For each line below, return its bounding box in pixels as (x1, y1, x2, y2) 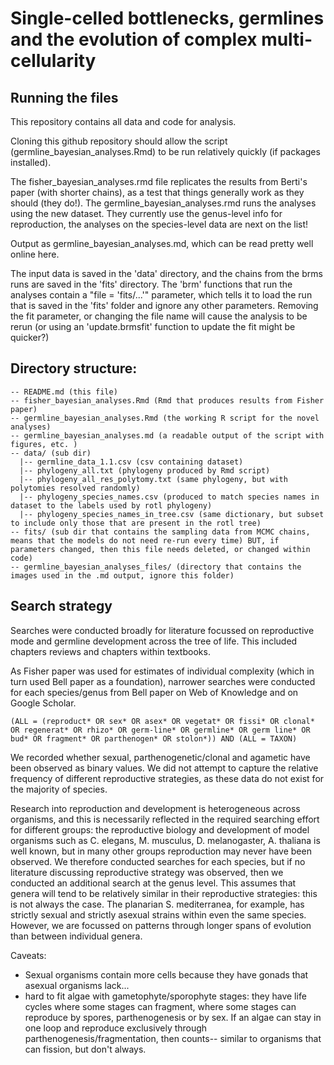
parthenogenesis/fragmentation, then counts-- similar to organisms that (24, 1032, 322, 1044)
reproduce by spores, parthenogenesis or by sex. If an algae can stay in (24, 1011, 322, 1023)
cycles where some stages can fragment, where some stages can (24, 1000, 297, 1012)
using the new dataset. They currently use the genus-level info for (10, 208, 283, 219)
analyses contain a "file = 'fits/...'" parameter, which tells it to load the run (10, 289, 313, 301)
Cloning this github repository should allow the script (10, 135, 228, 147)
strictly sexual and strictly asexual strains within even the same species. (10, 908, 307, 921)
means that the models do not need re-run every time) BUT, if (10, 535, 280, 546)
